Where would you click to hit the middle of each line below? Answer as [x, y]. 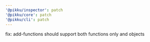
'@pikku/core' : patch [29, 15]
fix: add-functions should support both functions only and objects [75, 34]
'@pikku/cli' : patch [27, 19]
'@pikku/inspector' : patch [34, 10]
